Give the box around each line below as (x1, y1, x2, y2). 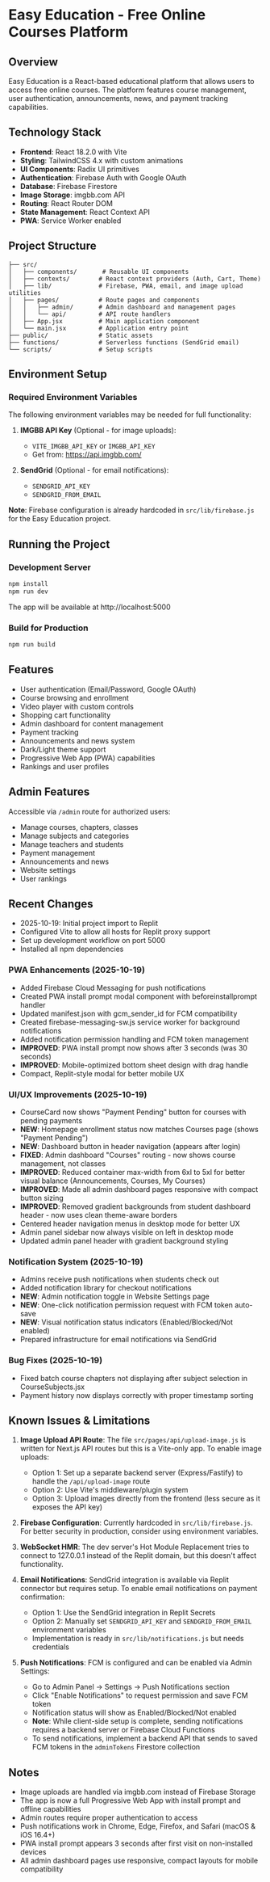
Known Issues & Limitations (8, 1413, 151, 1427)
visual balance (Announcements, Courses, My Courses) (19, 1176, 206, 1185)
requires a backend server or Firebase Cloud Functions (31, 1725, 215, 1735)
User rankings (19, 874, 67, 883)
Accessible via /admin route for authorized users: (8, 806, 171, 816)
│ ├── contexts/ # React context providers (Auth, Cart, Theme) (8, 275, 262, 283)
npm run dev (8, 587, 48, 596)
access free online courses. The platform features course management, (8, 85, 247, 95)
